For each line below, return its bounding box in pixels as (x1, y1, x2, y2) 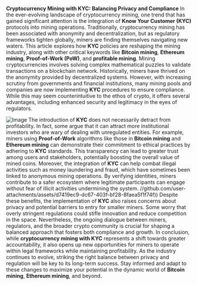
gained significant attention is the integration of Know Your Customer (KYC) (6, 18, 192, 24)
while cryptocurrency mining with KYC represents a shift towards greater (6, 235, 186, 242)
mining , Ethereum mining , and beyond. (6, 273, 102, 279)
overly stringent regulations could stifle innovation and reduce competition (6, 210, 187, 217)
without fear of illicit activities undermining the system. (6, 185, 139, 192)
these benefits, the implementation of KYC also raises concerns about (6, 197, 176, 204)
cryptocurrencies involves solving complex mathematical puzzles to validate (6, 61, 191, 68)
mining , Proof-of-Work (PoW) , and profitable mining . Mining (6, 55, 156, 62)
